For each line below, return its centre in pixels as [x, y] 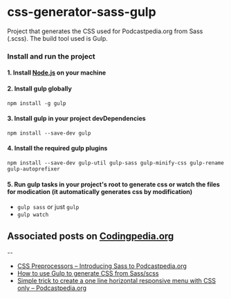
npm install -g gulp [37, 103]
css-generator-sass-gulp [82, 12]
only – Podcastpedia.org [52, 288]
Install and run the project [51, 56]
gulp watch [33, 215]
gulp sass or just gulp [48, 207]
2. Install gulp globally [40, 89]
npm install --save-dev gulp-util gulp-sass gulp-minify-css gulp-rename [116, 163]
